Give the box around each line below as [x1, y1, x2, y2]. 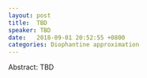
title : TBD [8, 19, 47, 27]
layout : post [8, 11, 51, 20]
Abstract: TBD [8, 62, 55, 72]
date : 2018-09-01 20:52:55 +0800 [8, 33, 126, 42]
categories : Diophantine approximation [8, 41, 140, 49]
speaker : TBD [8, 26, 51, 34]
